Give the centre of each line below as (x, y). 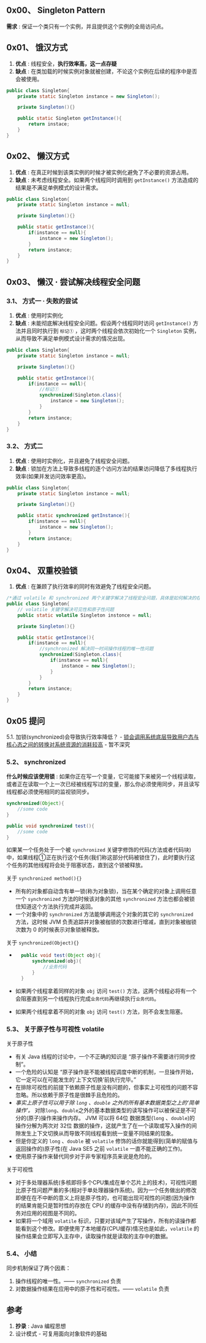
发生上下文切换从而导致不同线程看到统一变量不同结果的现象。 (98, 1134)
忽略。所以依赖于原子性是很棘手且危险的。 (69, 1095)
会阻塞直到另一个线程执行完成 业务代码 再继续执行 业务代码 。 (87, 998)
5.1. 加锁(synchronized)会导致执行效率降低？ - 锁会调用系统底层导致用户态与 (103, 737)
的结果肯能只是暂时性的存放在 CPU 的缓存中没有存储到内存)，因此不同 (104, 1205)
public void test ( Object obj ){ (61, 956)
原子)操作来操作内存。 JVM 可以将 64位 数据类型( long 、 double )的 (111, 1118)
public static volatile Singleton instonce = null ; (85, 615)
